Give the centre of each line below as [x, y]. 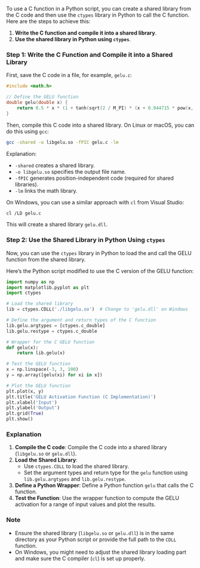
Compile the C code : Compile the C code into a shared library [91, 447]
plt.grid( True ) [25, 414]
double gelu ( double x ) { [37, 103]
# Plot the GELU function [38, 386]
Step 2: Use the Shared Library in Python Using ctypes [86, 240]
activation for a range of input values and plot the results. [85, 505]
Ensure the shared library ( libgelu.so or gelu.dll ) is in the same [94, 533]
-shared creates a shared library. [55, 165]
